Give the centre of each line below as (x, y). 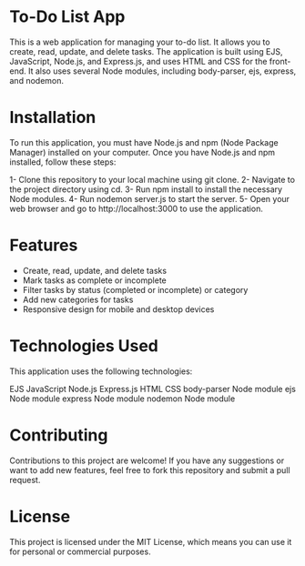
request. (25, 480)
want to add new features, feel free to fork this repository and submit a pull (150, 470)
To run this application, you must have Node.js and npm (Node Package (144, 142)
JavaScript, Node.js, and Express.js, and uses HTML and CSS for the (138, 61)
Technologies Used (84, 346)
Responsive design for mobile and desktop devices (118, 309)
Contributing (59, 435)
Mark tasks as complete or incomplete (94, 280)
